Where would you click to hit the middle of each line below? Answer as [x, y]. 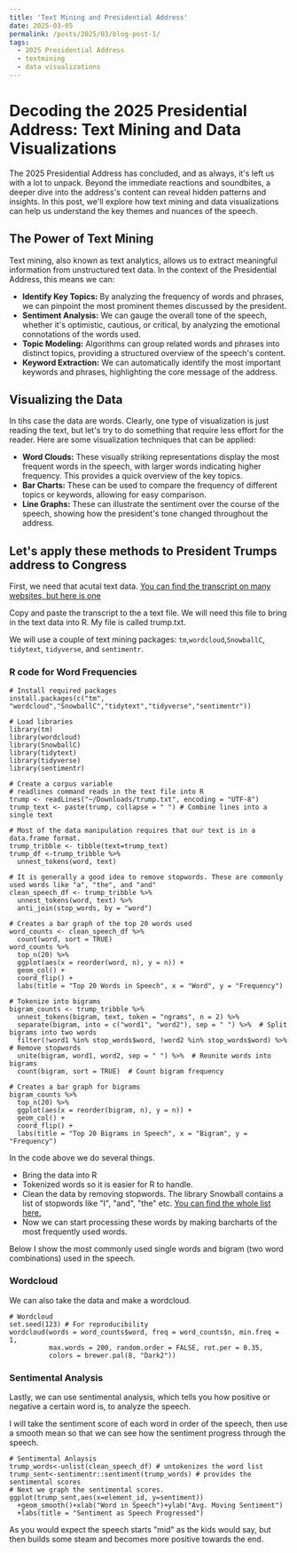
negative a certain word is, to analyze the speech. [100, 1406]
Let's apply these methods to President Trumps [143, 551]
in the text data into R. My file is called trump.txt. [98, 622]
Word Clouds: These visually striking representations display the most [151, 457]
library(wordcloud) [45, 737]
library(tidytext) [43, 753]
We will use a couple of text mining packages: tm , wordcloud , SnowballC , [137, 639]
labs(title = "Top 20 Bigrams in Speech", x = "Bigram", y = [133, 1133]
